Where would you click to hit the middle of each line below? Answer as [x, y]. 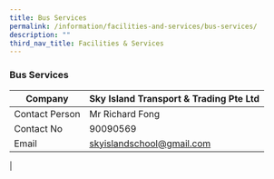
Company [47, 98]
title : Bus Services [49, 18]
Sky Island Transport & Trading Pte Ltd [175, 98]
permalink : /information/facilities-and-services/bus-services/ [133, 26]
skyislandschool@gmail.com [150, 144]
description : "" [40, 35]
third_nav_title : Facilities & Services [87, 43]
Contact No [39, 128]
